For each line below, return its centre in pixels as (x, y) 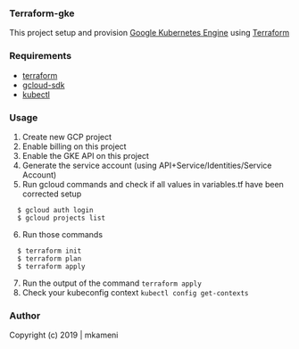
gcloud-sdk (43, 85)
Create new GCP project (67, 137)
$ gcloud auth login (55, 210)
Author (25, 315)
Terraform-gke (42, 13)
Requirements (41, 56)
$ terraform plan (50, 258)
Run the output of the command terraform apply (112, 283)
